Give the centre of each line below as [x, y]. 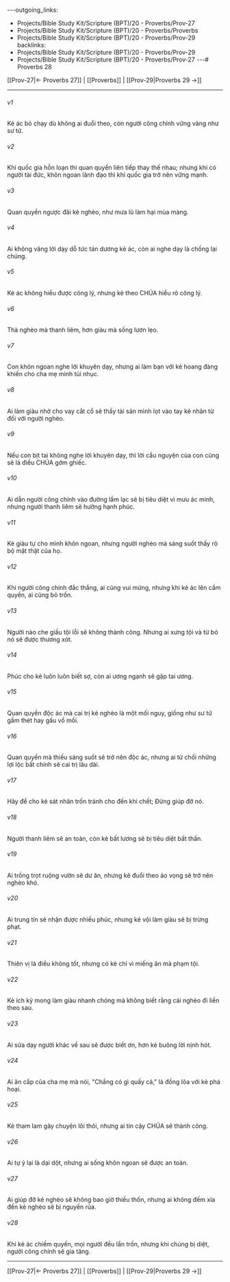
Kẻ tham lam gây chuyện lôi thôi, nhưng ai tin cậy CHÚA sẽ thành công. [107, 1126]
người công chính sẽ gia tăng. [49, 1251]
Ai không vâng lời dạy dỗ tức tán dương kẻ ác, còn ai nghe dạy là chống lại [112, 249]
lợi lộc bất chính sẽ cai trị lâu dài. [53, 765]
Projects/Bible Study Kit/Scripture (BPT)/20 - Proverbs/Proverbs [107, 30]
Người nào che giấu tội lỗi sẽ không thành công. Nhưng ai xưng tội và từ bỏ [113, 632]
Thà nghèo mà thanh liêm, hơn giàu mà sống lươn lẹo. [83, 330]
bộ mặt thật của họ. [35, 551]
